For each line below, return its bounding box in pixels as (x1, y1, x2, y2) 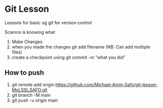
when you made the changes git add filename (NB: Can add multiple (11, 44, 151, 50)
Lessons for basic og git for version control (4, 20, 92, 26)
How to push (4, 69, 44, 77)
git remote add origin (11, 81, 55, 87)
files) (11, 49, 23, 55)
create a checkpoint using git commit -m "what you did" (11, 54, 126, 60)
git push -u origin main (11, 97, 58, 103)
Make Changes (11, 38, 43, 45)
